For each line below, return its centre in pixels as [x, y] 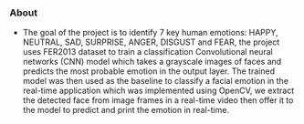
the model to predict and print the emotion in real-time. [126, 110]
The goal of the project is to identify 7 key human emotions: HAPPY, [150, 33]
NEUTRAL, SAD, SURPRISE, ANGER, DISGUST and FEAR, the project [151, 42]
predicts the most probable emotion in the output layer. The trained [149, 71]
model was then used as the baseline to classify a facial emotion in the [156, 81]
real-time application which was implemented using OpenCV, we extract [158, 91]
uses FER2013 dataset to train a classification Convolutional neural [148, 52]
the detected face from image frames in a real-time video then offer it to [158, 100]
